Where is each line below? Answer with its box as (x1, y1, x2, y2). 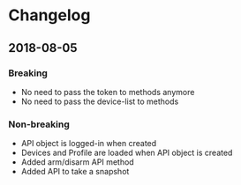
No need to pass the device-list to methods (20, 96, 179, 107)
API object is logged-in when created (20, 138, 157, 149)
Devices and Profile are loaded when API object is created (20, 147, 233, 159)
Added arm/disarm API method (20, 157, 134, 167)
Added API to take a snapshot (20, 166, 130, 177)
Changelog (8, 5, 91, 26)
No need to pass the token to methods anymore (20, 86, 195, 97)
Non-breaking (8, 118, 70, 130)
